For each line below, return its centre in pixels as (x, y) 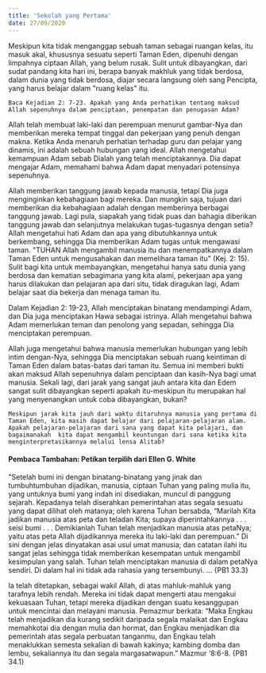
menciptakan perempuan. (50, 333)
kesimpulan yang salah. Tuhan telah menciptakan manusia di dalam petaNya (133, 561)
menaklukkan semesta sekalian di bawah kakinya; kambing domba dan (124, 644)
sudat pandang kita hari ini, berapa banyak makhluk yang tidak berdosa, (126, 71)
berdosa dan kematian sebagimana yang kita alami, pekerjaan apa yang (125, 275)
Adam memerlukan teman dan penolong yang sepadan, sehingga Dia (121, 324)
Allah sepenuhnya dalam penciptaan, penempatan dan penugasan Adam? (124, 110)
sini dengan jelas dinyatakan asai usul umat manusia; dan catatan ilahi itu (128, 544)
